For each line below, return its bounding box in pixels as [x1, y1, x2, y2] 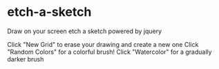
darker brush [7, 55, 44, 63]
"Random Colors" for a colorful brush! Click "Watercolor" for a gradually [7, 48, 212, 56]
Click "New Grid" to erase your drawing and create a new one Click [7, 40, 199, 48]
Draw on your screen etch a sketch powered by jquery [7, 27, 162, 35]
